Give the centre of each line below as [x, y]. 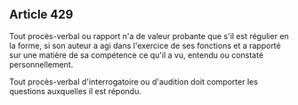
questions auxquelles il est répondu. [76, 91]
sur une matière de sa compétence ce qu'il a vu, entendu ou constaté [137, 55]
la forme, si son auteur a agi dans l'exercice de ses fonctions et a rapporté [145, 45]
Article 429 [41, 15]
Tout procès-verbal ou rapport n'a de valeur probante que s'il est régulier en [149, 36]
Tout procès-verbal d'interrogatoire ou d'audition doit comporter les [133, 81]
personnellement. [41, 64]
